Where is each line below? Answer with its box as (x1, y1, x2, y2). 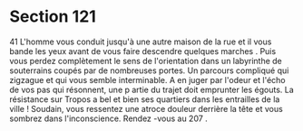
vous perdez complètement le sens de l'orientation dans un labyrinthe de (9, 55, 283, 66)
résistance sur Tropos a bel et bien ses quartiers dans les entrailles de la (9, 93, 280, 105)
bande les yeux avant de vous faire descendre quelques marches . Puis (9, 45, 277, 56)
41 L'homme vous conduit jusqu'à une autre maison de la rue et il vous (9, 36, 272, 47)
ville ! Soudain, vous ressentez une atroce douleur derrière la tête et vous (9, 103, 283, 114)
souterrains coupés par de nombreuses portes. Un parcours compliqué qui (9, 65, 289, 76)
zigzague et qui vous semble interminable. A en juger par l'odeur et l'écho (9, 74, 286, 85)
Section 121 (9, 6, 97, 27)
